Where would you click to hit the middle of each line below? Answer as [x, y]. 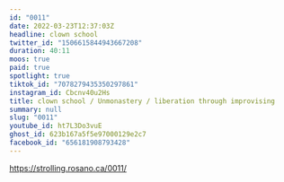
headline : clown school [54, 34]
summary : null [36, 109]
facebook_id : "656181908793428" [70, 143]
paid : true [30, 68]
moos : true [30, 59]
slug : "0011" [34, 117]
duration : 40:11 [40, 51]
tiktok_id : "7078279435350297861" [74, 84]
